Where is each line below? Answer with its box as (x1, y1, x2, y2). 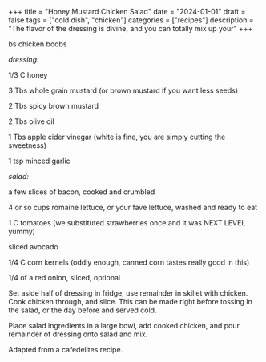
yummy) (8, 227, 36, 236)
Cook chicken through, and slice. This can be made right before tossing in (8, 297, 252, 306)
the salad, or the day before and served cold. (8, 305, 157, 315)
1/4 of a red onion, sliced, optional (8, 273, 121, 282)
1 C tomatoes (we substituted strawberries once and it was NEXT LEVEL (8, 218, 246, 227)
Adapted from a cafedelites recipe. (8, 345, 123, 354)
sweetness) (8, 141, 46, 150)
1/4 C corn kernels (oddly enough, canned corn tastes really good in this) (8, 257, 250, 267)
